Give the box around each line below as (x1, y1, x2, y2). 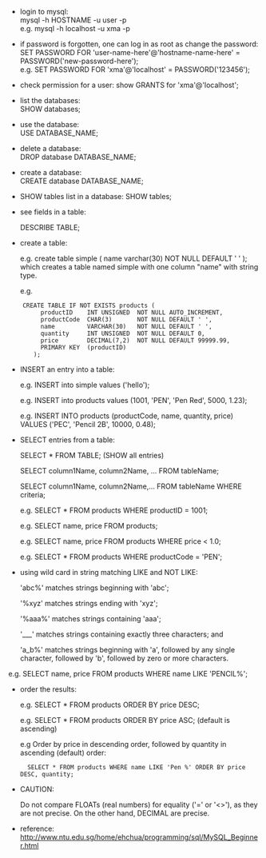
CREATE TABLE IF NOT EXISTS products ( (22, 301, 156, 309)
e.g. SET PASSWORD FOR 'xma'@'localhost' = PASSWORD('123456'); (19, 65, 250, 74)
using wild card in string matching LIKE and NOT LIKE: (19, 568, 198, 577)
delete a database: (19, 144, 81, 153)
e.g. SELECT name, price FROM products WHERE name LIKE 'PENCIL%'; (8, 669, 248, 678)
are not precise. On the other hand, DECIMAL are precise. (19, 808, 210, 818)
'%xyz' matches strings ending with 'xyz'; (19, 599, 158, 608)
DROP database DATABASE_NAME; (19, 152, 137, 162)
